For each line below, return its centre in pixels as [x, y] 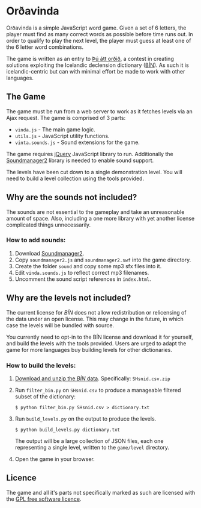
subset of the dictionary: [45, 397]
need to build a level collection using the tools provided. [75, 178]
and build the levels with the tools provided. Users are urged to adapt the [96, 343]
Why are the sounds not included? [72, 197]
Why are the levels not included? [69, 298]
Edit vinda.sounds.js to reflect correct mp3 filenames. [82, 272]
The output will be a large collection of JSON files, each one [89, 441]
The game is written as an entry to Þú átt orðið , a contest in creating [90, 58]
